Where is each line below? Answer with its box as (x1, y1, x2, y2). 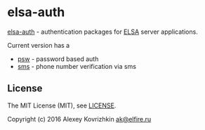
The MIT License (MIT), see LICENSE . (7, 101, 117, 110)
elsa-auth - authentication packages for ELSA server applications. (7, 27, 198, 36)
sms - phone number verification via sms (17, 62, 137, 70)
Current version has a (7, 41, 70, 49)
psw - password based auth (17, 54, 99, 63)
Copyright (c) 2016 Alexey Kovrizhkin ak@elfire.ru (7, 115, 152, 123)
